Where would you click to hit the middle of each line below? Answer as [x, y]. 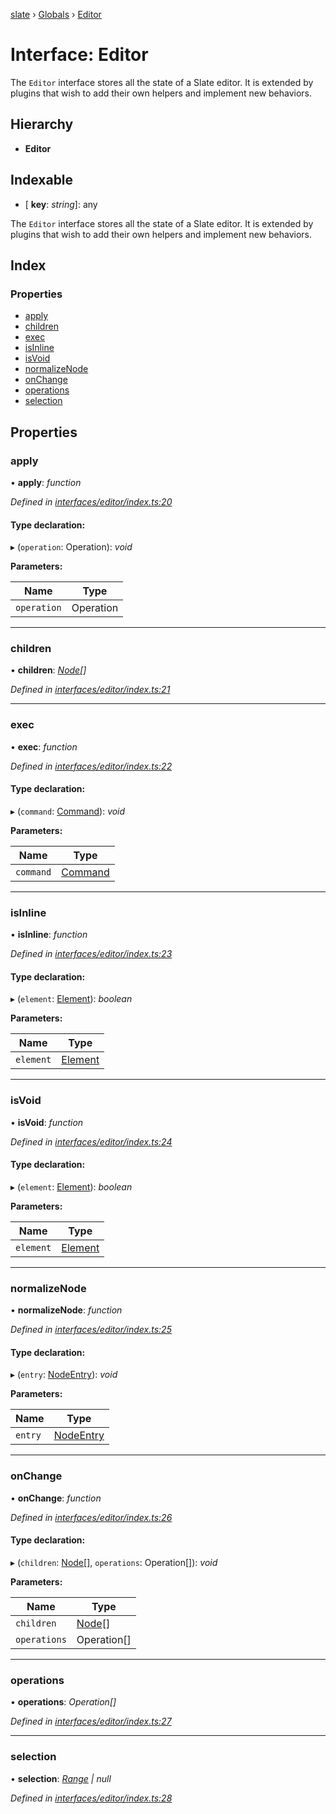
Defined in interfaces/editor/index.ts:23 [91, 954]
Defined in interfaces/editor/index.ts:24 [91, 1141]
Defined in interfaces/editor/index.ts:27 [91, 1721]
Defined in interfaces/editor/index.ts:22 [91, 766]
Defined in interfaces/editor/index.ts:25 [91, 1330]
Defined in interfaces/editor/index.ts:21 [90, 690]
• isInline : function [49, 935]
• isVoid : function [47, 1122]
